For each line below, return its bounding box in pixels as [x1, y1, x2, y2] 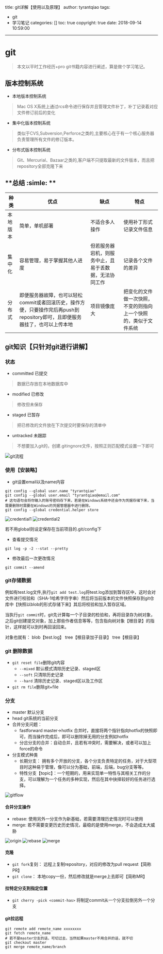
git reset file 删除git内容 [12, 660, 65, 665]
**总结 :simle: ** [5, 179, 56, 187]
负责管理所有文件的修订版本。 [16, 136, 77, 142]
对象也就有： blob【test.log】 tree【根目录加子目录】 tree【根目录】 [5, 634, 142, 640]
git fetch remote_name [5, 931, 51, 936]
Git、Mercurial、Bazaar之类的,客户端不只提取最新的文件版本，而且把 [16, 157, 155, 163]
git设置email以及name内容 [12, 479, 65, 485]
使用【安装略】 [5, 467, 40, 474]
